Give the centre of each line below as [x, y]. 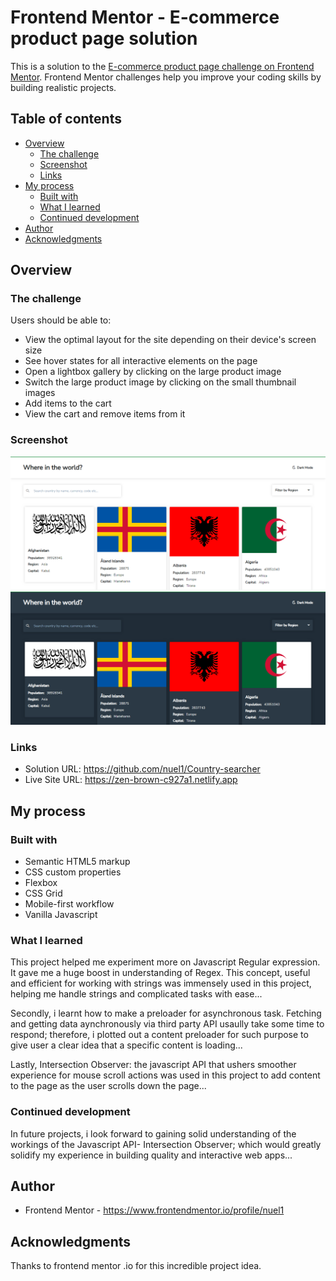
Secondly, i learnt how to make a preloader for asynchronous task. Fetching [166, 1013]
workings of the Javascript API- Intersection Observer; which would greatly [166, 1144]
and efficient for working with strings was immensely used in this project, [161, 983]
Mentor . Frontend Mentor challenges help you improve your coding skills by [166, 77]
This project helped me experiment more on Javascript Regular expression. [165, 962]
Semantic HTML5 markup [77, 861]
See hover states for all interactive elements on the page [141, 361]
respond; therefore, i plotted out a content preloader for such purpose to [159, 1035]
